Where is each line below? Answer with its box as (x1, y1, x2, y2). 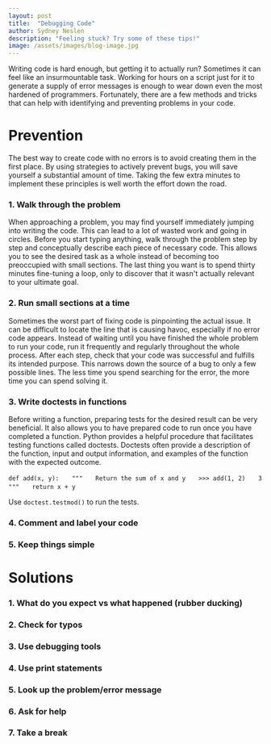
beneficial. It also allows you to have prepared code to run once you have (8, 423, 252, 433)
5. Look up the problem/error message (8, 683, 162, 695)
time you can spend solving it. (8, 376, 108, 386)
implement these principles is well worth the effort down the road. (8, 179, 227, 189)
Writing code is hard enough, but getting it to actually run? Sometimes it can (8, 64, 261, 73)
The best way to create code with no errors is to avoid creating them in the (8, 153, 256, 163)
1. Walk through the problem (8, 199, 121, 210)
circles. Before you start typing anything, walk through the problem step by (8, 235, 258, 245)
